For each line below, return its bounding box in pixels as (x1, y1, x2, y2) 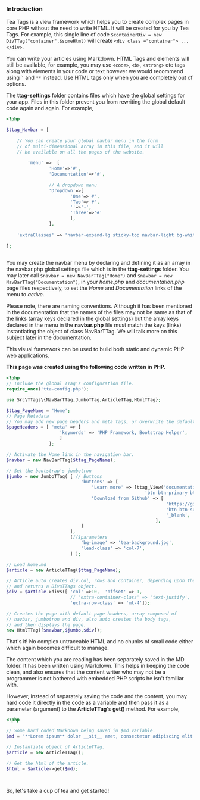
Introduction (6, 5, 43, 13)
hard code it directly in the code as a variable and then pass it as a (6, 699, 169, 707)
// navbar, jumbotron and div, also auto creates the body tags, (6, 616, 171, 622)
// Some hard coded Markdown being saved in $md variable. (6, 728, 156, 734)
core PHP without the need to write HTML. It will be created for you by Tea (6, 24, 189, 32)
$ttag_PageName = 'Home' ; (6, 407, 70, 414)
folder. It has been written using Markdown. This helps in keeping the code (6, 662, 189, 670)
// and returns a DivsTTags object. (6, 583, 97, 589)
